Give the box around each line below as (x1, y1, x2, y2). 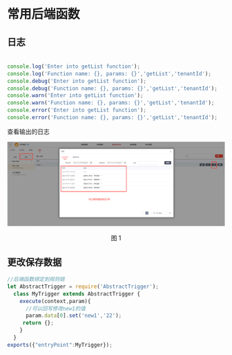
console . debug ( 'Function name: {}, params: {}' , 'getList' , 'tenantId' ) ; (7, 84, 217, 92)
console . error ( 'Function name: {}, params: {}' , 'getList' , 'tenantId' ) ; (7, 114, 217, 121)
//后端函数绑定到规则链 (7, 276, 66, 283)
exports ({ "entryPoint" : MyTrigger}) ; (7, 341, 113, 348)
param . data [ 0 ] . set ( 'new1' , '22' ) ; (25, 312, 122, 319)
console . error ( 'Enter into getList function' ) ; (7, 107, 147, 114)
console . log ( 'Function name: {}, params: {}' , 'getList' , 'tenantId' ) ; (7, 70, 212, 77)
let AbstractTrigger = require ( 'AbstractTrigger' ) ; (7, 283, 159, 290)
